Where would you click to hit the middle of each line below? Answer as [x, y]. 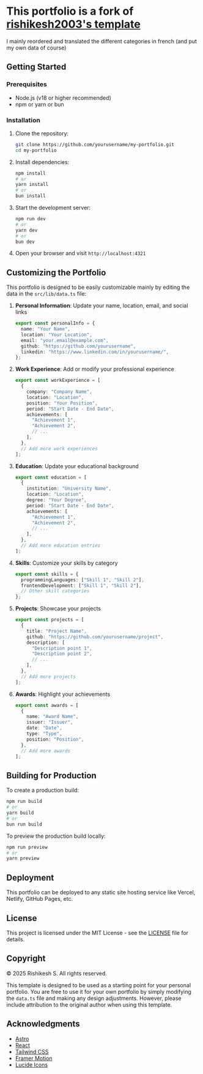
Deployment [30, 877]
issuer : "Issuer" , [50, 722]
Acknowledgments [43, 1024]
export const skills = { [47, 574]
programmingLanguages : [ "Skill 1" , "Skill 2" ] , [83, 580]
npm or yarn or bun [39, 104]
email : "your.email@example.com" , [65, 340]
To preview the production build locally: [56, 836]
